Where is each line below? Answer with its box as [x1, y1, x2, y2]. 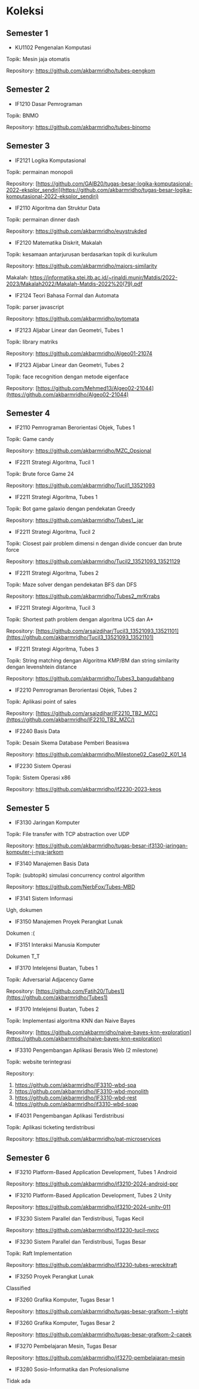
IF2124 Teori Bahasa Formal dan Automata [14, 291, 119, 299]
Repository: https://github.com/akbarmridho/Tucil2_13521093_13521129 [6, 558, 181, 565]
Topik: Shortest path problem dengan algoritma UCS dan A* [6, 616, 154, 623]
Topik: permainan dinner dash [6, 215, 80, 223]
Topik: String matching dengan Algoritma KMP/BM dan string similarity [6, 657, 180, 664]
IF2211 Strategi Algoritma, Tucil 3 [14, 604, 95, 612]
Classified [6, 1285, 31, 1292]
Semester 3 [6, 141, 50, 151]
